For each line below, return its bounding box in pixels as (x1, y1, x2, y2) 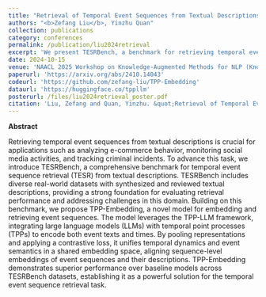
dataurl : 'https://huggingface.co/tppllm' (8, 85, 150, 93)
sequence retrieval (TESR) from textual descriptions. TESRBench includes (8, 171, 249, 181)
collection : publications (8, 26, 93, 34)
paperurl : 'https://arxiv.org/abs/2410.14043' (8, 70, 165, 78)
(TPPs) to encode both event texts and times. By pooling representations (8, 230, 245, 239)
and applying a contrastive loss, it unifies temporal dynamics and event (8, 238, 240, 248)
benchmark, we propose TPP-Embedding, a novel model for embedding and (8, 204, 257, 214)
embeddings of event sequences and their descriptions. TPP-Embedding (8, 255, 246, 265)
